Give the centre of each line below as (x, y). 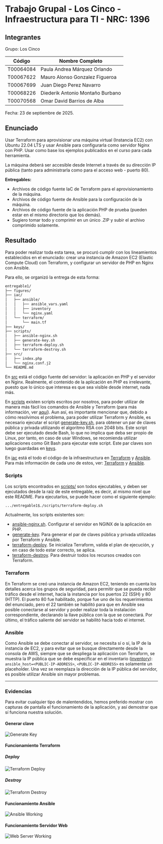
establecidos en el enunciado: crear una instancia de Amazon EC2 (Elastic (79, 257)
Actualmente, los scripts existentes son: (45, 515)
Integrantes (23, 37)
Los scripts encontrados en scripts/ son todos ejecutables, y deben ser (76, 486)
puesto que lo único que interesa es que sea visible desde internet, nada (78, 387)
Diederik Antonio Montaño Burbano (81, 93)
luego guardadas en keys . (31, 449)
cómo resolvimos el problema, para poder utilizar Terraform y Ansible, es (78, 417)
